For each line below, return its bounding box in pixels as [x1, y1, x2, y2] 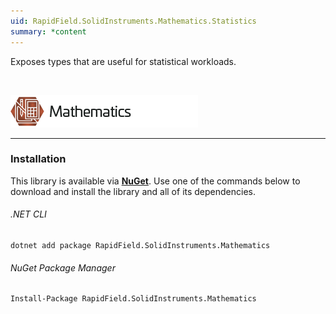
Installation [10, 152, 67, 166]
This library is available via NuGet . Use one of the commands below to [10, 175, 301, 187]
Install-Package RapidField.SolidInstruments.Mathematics [10, 294, 257, 304]
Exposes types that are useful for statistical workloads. [10, 55, 237, 67]
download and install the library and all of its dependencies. [10, 185, 257, 197]
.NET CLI [10, 208, 47, 220]
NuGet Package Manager [10, 261, 116, 274]
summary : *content [10, 26, 87, 37]
